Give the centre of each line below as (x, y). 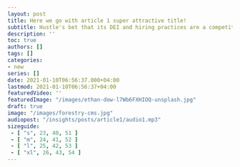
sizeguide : (24, 126)
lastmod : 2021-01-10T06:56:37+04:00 (62, 87)
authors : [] (25, 47)
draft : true (25, 107)
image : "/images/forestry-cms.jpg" (60, 113)
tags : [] (20, 54)
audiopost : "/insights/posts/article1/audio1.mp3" (84, 119)
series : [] (24, 73)
